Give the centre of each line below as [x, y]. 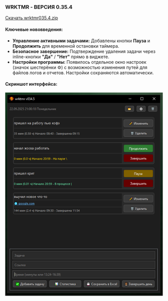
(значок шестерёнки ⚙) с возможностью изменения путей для [80, 67]
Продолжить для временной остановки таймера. [66, 46]
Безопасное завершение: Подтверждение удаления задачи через [84, 51]
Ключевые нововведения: [34, 29]
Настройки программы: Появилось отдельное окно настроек [79, 62]
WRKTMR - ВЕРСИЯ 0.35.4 [39, 7]
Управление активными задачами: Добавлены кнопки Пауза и [81, 41]
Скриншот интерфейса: [31, 84]
